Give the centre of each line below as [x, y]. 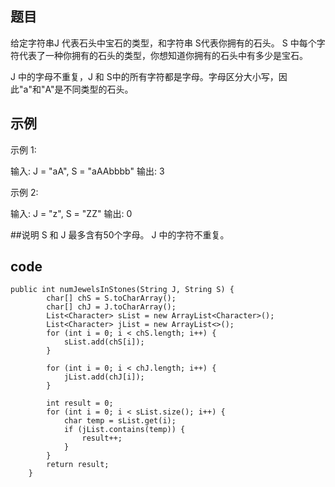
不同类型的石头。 [98, 89]
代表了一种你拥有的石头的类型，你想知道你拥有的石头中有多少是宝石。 [163, 55]
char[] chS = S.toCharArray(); [111, 298]
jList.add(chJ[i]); [104, 377]
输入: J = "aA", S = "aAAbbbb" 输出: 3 [87, 171]
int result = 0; [80, 403]
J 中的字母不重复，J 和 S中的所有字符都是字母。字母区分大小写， [144, 76]
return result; [78, 465]
